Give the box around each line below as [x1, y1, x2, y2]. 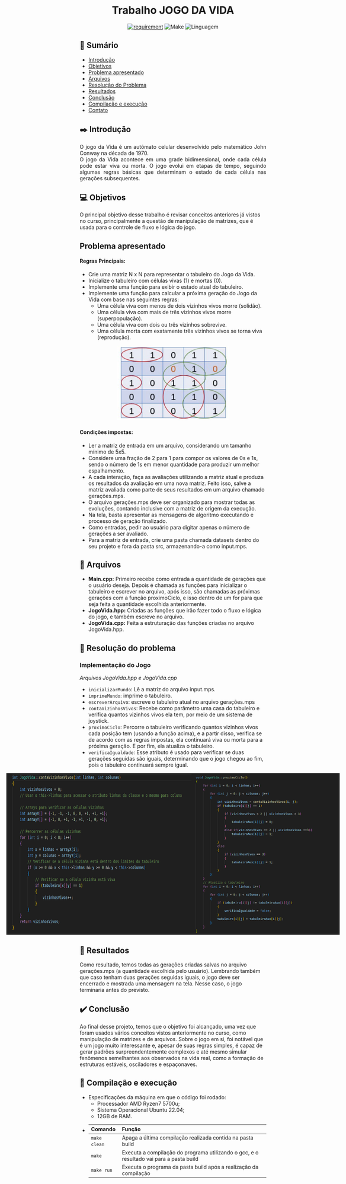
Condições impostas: [79, 428, 134, 436]
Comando [91, 1126, 116, 1133]
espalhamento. [88, 467, 125, 474]
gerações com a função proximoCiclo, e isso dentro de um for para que [88, 594, 263, 602]
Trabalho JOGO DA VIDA [111, 4, 235, 17]
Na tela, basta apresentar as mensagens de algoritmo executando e [88, 511, 254, 518]
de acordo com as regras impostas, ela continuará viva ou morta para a [88, 736, 263, 743]
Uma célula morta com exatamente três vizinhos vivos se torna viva [97, 327, 262, 334]
